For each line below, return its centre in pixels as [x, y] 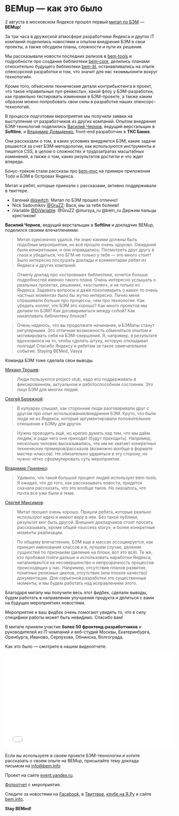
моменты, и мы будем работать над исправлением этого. [77, 583]
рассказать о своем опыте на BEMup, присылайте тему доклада [72, 760]
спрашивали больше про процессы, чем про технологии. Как [81, 300]
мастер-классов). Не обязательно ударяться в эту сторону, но [82, 453]
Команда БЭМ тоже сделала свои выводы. [49, 360]
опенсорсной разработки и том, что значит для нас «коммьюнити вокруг [81, 71]
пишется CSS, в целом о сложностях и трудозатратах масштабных [75, 151]
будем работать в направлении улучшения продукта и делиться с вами [80, 597]
